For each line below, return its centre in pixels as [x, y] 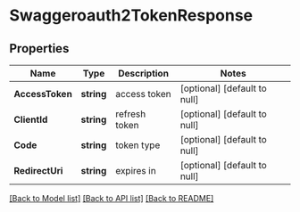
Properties [39, 49]
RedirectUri [38, 171]
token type [138, 145]
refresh [131, 114]
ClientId [31, 119]
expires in [136, 171]
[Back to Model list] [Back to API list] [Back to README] [112, 198]
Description [143, 73]
